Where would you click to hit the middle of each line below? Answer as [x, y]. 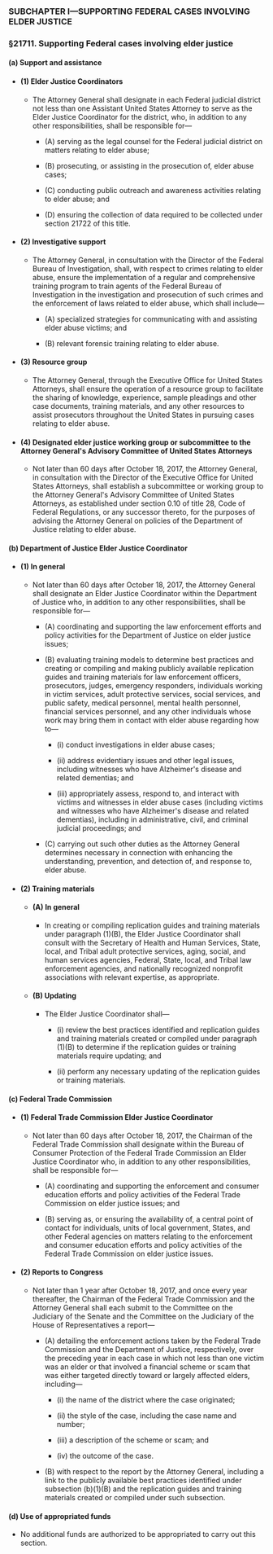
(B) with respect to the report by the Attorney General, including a [154, 1472]
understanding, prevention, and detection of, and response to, [148, 862]
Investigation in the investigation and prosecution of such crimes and [148, 294]
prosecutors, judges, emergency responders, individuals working [153, 686]
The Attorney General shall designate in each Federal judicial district [147, 99]
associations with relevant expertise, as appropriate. [132, 977]
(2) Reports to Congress [62, 1272]
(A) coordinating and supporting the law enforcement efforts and [153, 627]
